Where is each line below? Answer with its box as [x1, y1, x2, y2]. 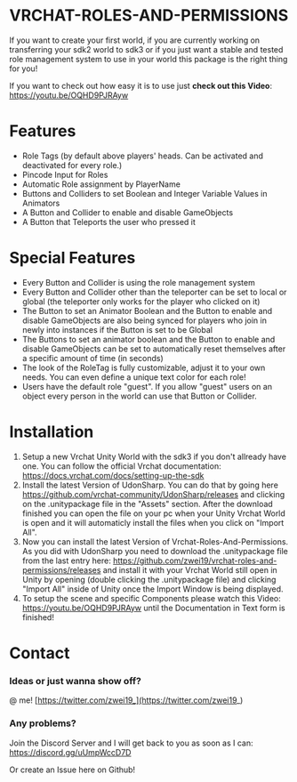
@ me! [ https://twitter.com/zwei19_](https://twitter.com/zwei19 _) [9, 695, 244, 705]
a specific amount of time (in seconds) [21, 352, 165, 363]
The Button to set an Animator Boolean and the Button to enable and [21, 305, 273, 316]
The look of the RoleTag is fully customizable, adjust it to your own [21, 362, 266, 373]
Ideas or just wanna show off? [9, 674, 142, 687]
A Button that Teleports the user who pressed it [21, 216, 196, 227]
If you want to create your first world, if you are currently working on [9, 35, 261, 45]
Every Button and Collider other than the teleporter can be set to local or [21, 286, 287, 297]
